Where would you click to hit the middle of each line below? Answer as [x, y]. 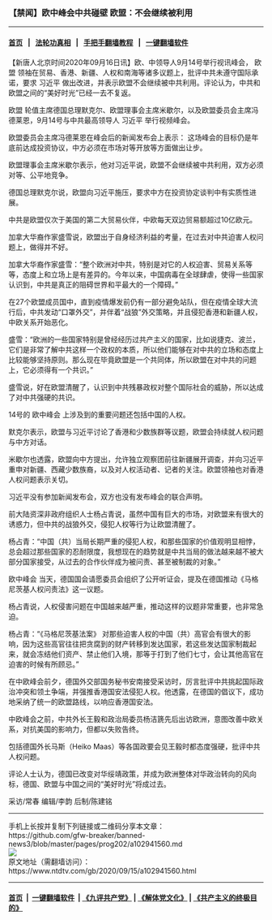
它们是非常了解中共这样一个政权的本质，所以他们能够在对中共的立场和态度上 [136, 349]
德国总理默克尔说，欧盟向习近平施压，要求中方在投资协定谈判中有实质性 [129, 192]
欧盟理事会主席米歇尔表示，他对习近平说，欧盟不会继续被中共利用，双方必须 [136, 165]
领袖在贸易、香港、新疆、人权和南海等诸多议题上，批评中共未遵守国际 [134, 72]
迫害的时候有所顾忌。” [44, 664]
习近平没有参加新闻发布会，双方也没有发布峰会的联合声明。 [108, 496]
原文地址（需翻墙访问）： [49, 862]
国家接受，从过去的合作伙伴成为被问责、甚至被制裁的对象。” [121, 561]
